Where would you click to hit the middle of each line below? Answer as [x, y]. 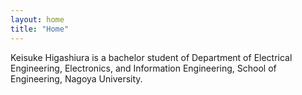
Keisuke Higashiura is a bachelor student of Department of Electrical [151, 57]
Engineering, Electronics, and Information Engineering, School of [143, 68]
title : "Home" [40, 29]
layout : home [37, 19]
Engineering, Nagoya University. [76, 78]
